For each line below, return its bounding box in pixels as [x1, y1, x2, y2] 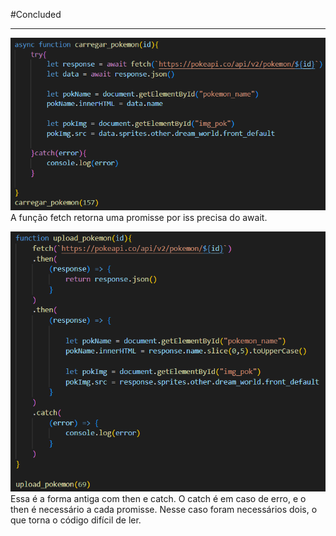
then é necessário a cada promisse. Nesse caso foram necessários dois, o [10, 504, 318, 516]
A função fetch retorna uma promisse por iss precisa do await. [10, 212, 268, 224]
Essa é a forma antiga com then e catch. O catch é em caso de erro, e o [10, 493, 307, 505]
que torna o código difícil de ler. [10, 514, 142, 526]
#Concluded [10, 9, 62, 20]
